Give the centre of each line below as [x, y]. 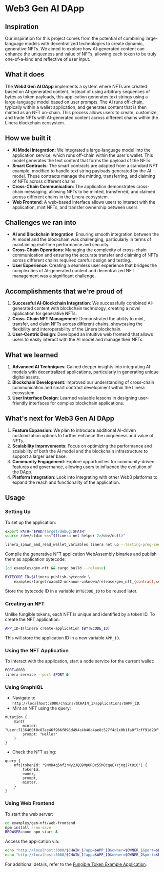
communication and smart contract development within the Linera [78, 388]
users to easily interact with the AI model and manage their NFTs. [78, 340]
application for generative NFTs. [44, 313]
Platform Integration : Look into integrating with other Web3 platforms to [85, 477]
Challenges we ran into [41, 223]
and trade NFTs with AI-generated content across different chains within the [82, 118]
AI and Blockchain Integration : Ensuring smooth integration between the [85, 234]
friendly [20, 403]
